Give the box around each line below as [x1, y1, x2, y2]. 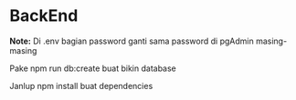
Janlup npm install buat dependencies [9, 80, 153, 91]
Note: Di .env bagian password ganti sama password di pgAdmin [9, 35, 254, 46]
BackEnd [9, 5, 79, 26]
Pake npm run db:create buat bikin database [9, 63, 176, 74]
